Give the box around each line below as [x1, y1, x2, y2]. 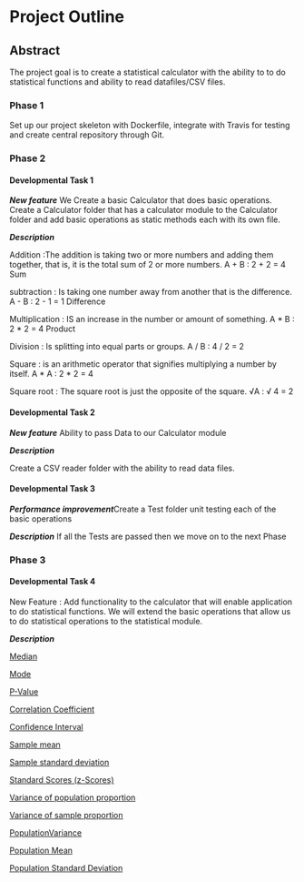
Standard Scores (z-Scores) [9, 774, 114, 785]
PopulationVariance [9, 826, 83, 838]
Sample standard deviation [9, 756, 110, 767]
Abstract [9, 43, 61, 58]
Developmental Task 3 [9, 483, 95, 494]
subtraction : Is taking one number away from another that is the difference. [9, 287, 292, 298]
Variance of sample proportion [9, 809, 124, 820]
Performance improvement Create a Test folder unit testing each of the [9, 503, 277, 514]
